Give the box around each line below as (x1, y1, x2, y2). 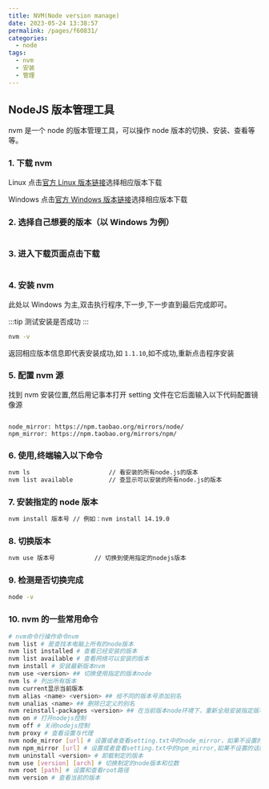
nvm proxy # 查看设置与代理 (8, 730, 94, 738)
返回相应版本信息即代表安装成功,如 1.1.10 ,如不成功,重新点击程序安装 (8, 348, 235, 357)
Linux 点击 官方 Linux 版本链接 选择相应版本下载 (8, 177, 163, 187)
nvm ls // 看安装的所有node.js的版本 (8, 469, 199, 477)
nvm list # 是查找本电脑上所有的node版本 (8, 640, 134, 648)
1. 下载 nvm (8, 158, 53, 169)
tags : (8, 49, 26, 57)
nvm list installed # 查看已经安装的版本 (8, 647, 138, 655)
